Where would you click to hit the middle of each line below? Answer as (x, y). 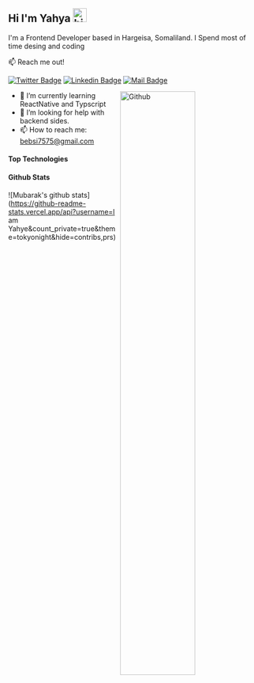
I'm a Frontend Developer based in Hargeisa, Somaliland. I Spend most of (127, 37)
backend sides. (44, 120)
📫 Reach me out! (36, 62)
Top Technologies (38, 159)
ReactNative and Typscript (63, 104)
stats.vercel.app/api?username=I (62, 211)
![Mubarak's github (39, 195)
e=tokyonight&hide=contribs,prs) (62, 237)
